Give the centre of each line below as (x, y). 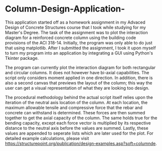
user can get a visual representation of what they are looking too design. (77, 88)
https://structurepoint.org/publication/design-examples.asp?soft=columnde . (81, 143)
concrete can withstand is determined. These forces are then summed (75, 112)
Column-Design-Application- (65, 9)
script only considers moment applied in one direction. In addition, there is (79, 78)
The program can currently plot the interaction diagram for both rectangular (80, 67)
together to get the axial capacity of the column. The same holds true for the (81, 118)
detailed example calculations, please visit (47, 138)
